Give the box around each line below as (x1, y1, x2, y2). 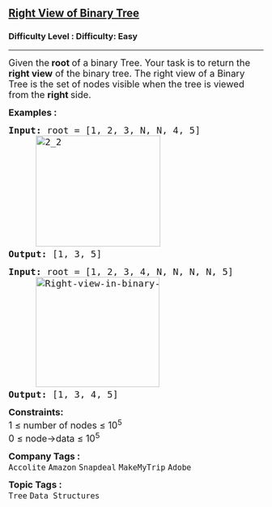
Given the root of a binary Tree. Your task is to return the (8, 57, 251, 68)
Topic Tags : (8, 479, 62, 490)
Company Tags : (8, 450, 81, 462)
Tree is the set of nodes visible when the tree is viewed (8, 78, 244, 90)
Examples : (8, 106, 57, 118)
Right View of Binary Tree (8, 6, 140, 20)
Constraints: (8, 406, 64, 418)
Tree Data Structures (8, 491, 100, 501)
